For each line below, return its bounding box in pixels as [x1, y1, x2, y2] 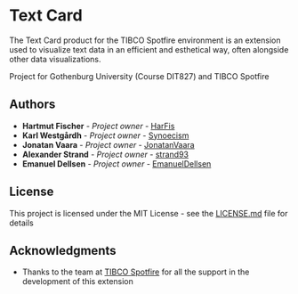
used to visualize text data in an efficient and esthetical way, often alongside [9, 44, 289, 54]
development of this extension [21, 276, 133, 287]
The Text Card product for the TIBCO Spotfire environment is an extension [9, 35, 281, 45]
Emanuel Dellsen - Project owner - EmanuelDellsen [21, 158, 212, 169]
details [9, 217, 34, 228]
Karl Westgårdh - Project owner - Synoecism [21, 130, 189, 141]
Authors [9, 97, 56, 112]
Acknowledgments [9, 242, 117, 258]
